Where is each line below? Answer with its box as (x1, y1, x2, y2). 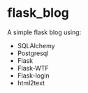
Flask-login (17, 71, 50, 80)
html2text (17, 78, 45, 87)
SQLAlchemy (17, 41, 55, 50)
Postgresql (17, 49, 49, 57)
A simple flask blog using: (7, 28, 82, 36)
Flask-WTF (17, 64, 49, 72)
